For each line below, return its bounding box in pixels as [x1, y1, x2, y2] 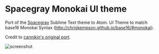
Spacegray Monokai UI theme [5, 3, 127, 15]
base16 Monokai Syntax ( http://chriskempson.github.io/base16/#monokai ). [5, 24, 154, 30]
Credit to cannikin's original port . [5, 34, 71, 40]
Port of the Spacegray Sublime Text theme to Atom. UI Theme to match [5, 19, 148, 25]
